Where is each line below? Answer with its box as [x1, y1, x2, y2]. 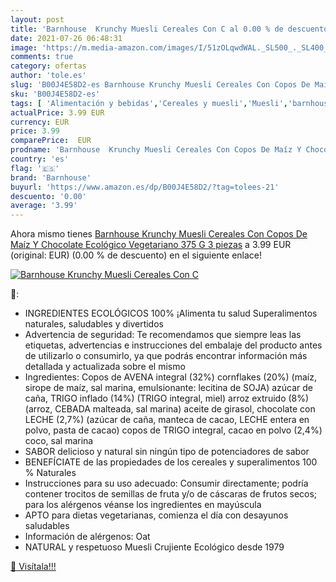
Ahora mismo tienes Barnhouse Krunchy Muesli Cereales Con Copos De [10, 228, 308, 240]
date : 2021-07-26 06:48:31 [10, 33, 123, 43]
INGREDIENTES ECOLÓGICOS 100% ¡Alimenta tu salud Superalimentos [24, 307, 318, 320]
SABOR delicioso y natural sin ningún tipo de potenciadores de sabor [24, 446, 310, 458]
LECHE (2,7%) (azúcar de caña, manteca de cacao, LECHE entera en [24, 414, 310, 426]
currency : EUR [10, 117, 70, 127]
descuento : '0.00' [10, 191, 87, 201]
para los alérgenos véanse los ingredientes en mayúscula [24, 499, 262, 511]
